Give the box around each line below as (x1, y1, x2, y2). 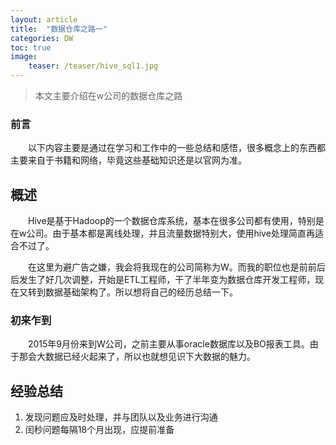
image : (10, 52, 38, 62)
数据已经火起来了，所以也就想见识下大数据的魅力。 (44, 351, 256, 363)
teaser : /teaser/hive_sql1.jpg (28, 61, 159, 71)
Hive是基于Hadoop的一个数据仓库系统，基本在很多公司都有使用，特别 (28, 215, 316, 227)
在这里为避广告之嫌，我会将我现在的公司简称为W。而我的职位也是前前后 (28, 261, 326, 273)
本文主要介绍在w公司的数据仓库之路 (34, 90, 183, 101)
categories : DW (10, 33, 74, 43)
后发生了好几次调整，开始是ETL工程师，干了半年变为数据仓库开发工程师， (10, 274, 316, 286)
